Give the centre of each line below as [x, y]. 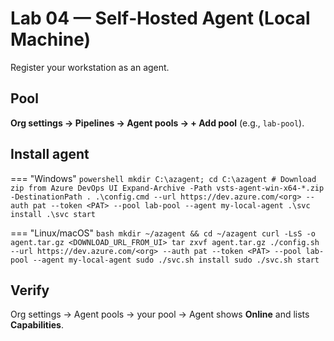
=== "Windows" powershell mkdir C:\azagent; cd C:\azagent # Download [163, 178]
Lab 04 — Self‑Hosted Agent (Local [160, 18]
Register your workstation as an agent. [90, 67]
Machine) [51, 39]
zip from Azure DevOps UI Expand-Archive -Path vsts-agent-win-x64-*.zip [167, 188]
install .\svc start [53, 214]
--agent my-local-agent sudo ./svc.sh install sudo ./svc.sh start [176, 260]
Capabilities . [37, 325]
